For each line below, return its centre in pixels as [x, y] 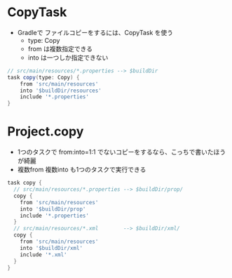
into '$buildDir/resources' [61, 91]
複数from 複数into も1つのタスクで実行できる [82, 170]
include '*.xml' [44, 254]
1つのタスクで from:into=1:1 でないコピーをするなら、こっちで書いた [115, 152]
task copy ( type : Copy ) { [43, 77]
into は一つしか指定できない [68, 58]
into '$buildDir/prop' [53, 209]
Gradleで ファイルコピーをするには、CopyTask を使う [95, 32]
